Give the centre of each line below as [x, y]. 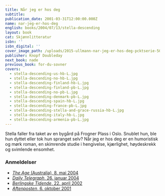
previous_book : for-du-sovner [36, 65]
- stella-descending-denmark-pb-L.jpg [49, 97]
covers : [13, 69]
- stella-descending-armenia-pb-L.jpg [49, 119]
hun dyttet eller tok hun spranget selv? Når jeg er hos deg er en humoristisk [82, 139]
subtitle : [15, 14]
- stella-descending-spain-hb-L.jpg [47, 101]
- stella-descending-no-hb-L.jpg [44, 78]
